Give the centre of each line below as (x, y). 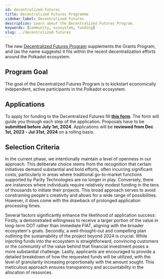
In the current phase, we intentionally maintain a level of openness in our (78, 159)
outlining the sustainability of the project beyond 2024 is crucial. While (76, 236)
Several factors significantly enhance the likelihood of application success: (81, 215)
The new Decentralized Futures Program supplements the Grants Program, (80, 46)
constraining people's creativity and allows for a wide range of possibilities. (81, 195)
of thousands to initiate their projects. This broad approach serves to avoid (80, 190)
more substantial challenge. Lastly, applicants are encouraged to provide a (80, 252)
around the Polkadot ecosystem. (38, 57)
